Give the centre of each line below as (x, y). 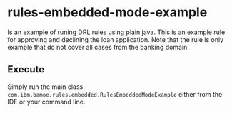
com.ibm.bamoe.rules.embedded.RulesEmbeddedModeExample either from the (115, 94)
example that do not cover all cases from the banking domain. (98, 47)
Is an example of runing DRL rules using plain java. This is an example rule (116, 32)
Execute (26, 69)
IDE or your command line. (46, 102)
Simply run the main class (45, 87)
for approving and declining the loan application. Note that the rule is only (115, 39)
